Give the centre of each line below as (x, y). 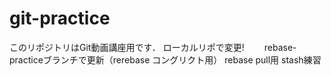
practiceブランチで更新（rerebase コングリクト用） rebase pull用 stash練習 (165, 59)
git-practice (60, 18)
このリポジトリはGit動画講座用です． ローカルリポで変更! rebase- (153, 47)
